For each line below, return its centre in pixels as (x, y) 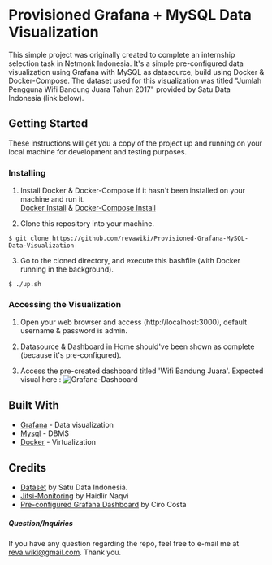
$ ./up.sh (25, 285)
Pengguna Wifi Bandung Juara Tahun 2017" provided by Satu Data (120, 89)
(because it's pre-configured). (71, 355)
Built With (34, 405)
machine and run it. (52, 199)
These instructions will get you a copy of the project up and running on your (135, 143)
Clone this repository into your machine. (87, 224)
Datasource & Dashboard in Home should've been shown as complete (137, 346)
